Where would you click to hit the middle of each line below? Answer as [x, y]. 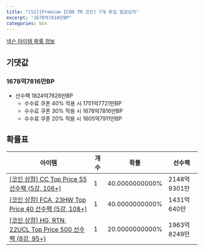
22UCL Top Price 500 [41, 229]
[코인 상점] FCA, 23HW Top [48, 200]
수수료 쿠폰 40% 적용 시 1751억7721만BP [73, 104]
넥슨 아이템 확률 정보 [31, 41]
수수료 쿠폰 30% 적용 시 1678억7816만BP [73, 111]
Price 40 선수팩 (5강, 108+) [48, 209]
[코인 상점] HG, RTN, [38, 220]
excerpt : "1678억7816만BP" [39, 18]
